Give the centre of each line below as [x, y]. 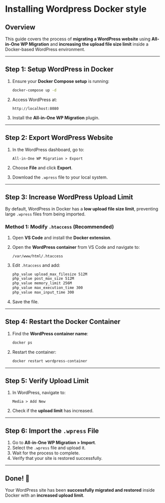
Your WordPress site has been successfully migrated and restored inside [80, 490]
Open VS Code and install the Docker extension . [62, 238]
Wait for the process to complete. [46, 453]
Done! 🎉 [17, 478]
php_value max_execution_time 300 [47, 288]
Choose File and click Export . [42, 167]
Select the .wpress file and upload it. [49, 448]
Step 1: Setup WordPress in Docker [59, 69]
